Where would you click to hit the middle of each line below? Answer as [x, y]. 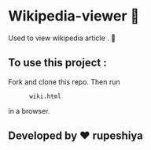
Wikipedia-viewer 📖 [74, 16]
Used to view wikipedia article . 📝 [62, 38]
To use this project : [58, 63]
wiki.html [45, 96]
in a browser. [29, 111]
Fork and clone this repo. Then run [64, 81]
